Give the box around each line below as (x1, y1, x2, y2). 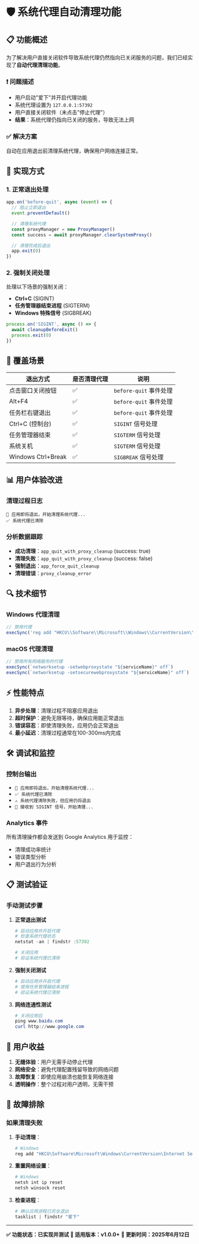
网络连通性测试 (14, 1001, 52, 1008)
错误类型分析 (14, 853, 46, 860)
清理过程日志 (6, 497, 43, 505)
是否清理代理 (72, 374, 108, 383)
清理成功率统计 (14, 845, 52, 853)
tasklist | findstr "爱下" (14, 1214, 80, 1220)
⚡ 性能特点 (6, 688, 44, 698)
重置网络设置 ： (14, 1162, 52, 1169)
